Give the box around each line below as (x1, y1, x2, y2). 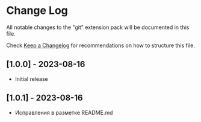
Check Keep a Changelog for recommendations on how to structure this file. (6, 42, 196, 49)
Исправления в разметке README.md (14, 109, 113, 116)
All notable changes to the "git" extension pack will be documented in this (6, 24, 190, 31)
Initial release (14, 75, 48, 82)
